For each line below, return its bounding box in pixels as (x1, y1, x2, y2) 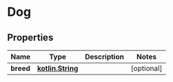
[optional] (130, 63, 163, 73)
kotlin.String (37, 63, 79, 73)
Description (85, 52, 124, 61)
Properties (7, 32, 54, 43)
